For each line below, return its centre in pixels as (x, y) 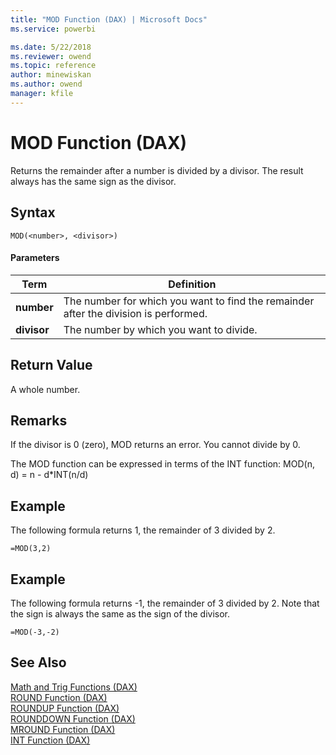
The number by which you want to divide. (160, 329)
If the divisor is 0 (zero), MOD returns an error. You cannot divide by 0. (155, 445)
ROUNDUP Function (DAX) (65, 708)
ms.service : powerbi (53, 29)
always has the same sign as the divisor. (93, 181)
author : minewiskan (51, 75)
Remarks (39, 420)
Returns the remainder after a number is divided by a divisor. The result (157, 170)
